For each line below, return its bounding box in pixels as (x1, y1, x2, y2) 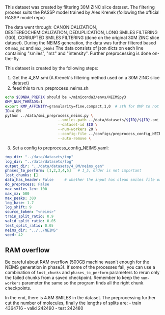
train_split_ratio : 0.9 (5, 214, 54, 219)
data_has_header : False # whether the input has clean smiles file (5, 177, 155, 182)
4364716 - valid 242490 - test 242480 (5, 305, 83, 311)
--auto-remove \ (57, 136, 91, 141)
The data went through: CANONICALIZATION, (5, 24, 97, 30)
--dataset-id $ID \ (57, 122, 98, 127)
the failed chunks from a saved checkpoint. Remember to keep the (5, 275, 140, 280)
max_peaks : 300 (5, 196, 36, 201)
